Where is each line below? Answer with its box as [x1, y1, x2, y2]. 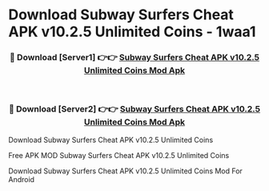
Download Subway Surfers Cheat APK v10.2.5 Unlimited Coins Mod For [8, 166, 243, 176]
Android [8, 174, 34, 184]
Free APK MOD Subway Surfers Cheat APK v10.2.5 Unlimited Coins [8, 150, 230, 160]
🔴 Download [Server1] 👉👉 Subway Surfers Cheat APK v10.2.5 [9, 52, 260, 63]
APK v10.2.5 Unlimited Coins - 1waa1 [8, 22, 256, 41]
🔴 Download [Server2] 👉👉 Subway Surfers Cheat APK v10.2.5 [8, 104, 261, 115]
